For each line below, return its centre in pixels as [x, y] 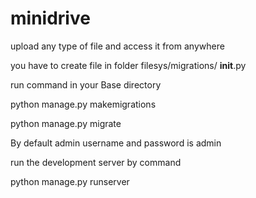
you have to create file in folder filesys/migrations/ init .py [128, 65]
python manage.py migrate [66, 123]
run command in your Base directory [86, 84]
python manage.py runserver [70, 181]
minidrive [50, 18]
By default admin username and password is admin [116, 143]
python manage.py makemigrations [83, 104]
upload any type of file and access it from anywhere [117, 46]
